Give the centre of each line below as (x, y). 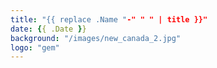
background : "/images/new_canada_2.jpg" (96, 38)
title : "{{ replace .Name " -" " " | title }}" (109, 19)
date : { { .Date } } (48, 29)
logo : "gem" (35, 47)
